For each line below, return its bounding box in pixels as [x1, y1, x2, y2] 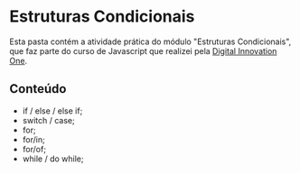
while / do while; [22, 153, 84, 164]
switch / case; [22, 114, 75, 125]
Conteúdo [9, 81, 67, 96]
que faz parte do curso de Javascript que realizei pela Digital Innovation [9, 45, 277, 56]
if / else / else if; [22, 105, 83, 116]
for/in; [22, 133, 45, 145]
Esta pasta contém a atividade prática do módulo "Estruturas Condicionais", [9, 36, 292, 47]
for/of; [22, 143, 47, 154]
